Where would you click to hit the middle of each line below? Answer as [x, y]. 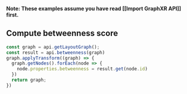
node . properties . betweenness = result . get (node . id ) [82, 69]
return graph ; [29, 80]
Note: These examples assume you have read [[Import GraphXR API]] [94, 9]
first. [13, 15]
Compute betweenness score [62, 33]
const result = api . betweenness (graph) [56, 53]
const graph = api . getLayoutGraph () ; [53, 47]
